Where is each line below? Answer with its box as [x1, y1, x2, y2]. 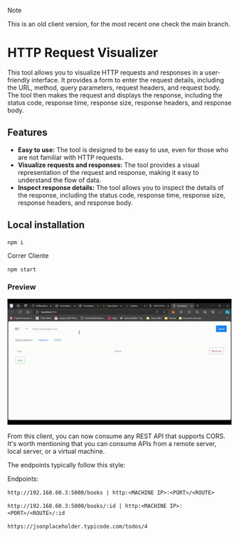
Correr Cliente [7, 251, 49, 260]
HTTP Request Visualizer [7, 45, 159, 61]
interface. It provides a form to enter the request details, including [31, 75, 224, 84]
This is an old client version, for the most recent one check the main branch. [7, 20, 231, 28]
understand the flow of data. [17, 176, 102, 184]
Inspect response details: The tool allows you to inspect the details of [17, 183, 224, 191]
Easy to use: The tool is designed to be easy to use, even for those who [17, 145, 229, 154]
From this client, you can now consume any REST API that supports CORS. [7, 432, 225, 440]
